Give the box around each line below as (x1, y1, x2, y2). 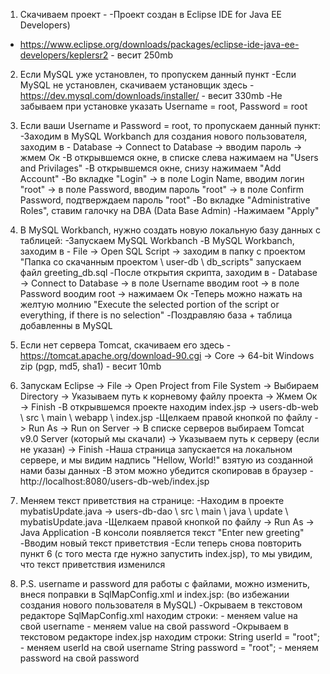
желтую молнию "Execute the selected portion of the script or (19, 299, 280, 310)
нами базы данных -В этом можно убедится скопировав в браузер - (19, 465, 314, 476)
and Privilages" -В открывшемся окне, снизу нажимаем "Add (19, 162, 282, 174)
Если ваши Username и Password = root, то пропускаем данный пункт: (19, 120, 321, 131)
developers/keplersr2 (19, 49, 109, 61)
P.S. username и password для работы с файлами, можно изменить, (19, 578, 311, 589)
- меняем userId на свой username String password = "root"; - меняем (19, 642, 319, 653)
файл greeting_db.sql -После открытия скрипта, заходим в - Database (19, 267, 318, 278)
